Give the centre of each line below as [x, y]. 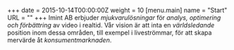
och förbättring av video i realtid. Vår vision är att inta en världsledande [111, 25]
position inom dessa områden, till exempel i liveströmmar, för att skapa [110, 32]
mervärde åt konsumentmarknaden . [60, 40]
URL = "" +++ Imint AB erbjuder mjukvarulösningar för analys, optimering [114, 18]
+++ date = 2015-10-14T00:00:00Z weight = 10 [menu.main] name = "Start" [117, 10]
